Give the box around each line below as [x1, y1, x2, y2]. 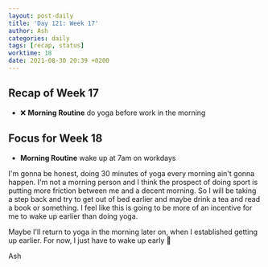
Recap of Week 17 [8, 86, 99, 101]
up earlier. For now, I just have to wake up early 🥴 [8, 235, 171, 245]
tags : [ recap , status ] [8, 42, 85, 50]
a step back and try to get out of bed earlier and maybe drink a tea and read [8, 194, 260, 203]
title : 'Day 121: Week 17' [8, 19, 99, 27]
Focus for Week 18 [8, 132, 103, 146]
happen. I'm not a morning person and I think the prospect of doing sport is [8, 177, 258, 187]
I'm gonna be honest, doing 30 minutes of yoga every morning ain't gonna [8, 168, 255, 178]
